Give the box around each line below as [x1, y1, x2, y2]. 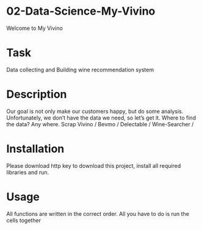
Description [6, 87, 67, 101]
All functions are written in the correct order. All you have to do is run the [6, 210, 189, 217]
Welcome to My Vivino [6, 24, 63, 32]
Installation [6, 142, 65, 156]
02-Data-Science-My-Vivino [6, 4, 156, 18]
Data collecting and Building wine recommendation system [6, 66, 154, 73]
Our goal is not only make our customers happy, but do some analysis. [6, 107, 184, 115]
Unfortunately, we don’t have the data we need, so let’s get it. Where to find [6, 114, 197, 121]
